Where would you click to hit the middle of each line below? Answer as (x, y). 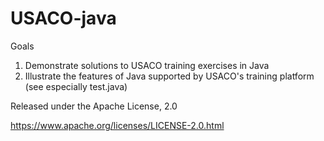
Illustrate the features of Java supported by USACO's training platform (169, 76)
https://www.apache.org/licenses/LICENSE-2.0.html (117, 125)
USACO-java (63, 18)
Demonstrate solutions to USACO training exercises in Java (147, 65)
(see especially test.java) (76, 86)
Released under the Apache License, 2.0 (94, 106)
